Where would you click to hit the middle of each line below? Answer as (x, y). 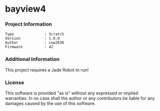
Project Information (29, 24)
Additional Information (32, 59)
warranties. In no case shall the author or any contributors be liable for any (80, 98)
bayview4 (26, 9)
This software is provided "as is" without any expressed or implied (72, 93)
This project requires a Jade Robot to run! (47, 70)
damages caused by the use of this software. (50, 104)
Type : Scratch (35, 34)
